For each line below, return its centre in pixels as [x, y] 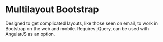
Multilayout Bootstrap [52, 9]
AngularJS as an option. [30, 34]
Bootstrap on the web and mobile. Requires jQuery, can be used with [77, 28]
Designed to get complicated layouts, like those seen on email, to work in [82, 23]
